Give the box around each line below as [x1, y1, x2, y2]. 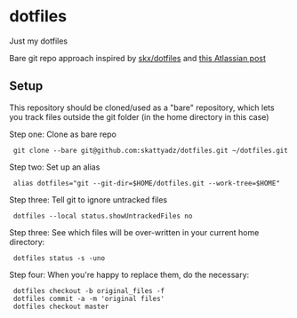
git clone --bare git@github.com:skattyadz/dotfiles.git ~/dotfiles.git [12, 146, 289, 155]
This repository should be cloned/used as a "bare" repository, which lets [9, 102, 275, 113]
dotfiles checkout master [12, 302, 109, 311]
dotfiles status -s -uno [12, 253, 105, 263]
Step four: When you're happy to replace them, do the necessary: [9, 269, 250, 280]
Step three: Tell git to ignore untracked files [9, 194, 167, 205]
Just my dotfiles [9, 36, 68, 46]
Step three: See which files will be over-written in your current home [9, 227, 260, 237]
